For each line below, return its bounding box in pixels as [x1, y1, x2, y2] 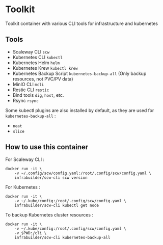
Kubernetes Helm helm [12, 60, 60, 66]
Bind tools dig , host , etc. [12, 92, 64, 98]
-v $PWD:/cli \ [14, 230, 47, 235]
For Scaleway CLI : [5, 156, 45, 162]
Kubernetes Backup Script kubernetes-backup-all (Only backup [12, 70, 147, 76]
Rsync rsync [12, 97, 39, 103]
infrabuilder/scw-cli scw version [14, 175, 88, 180]
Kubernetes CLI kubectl [12, 54, 63, 60]
